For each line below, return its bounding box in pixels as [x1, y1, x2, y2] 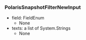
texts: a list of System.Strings [11, 25, 71, 31]
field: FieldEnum [11, 15, 44, 21]
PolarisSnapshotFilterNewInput [4, 4, 81, 11]
